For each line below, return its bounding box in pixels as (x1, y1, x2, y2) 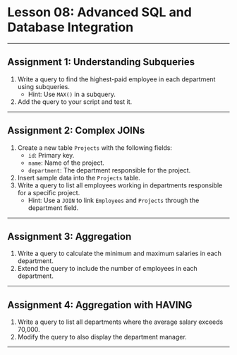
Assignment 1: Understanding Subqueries (7, 56, 195, 68)
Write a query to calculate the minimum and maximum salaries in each (17, 249, 222, 258)
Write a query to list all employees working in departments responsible (17, 181, 223, 190)
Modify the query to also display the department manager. (17, 333, 187, 342)
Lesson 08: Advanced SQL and (7, 4, 192, 21)
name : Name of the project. (28, 158, 104, 167)
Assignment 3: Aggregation (7, 231, 132, 243)
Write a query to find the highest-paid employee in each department (17, 75, 216, 83)
